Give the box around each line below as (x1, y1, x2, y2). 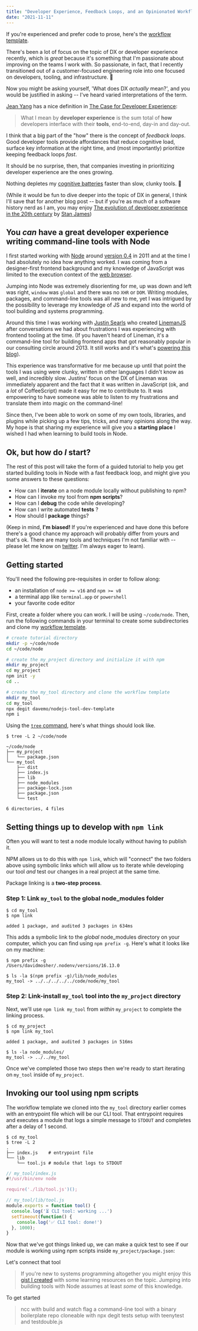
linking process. (6, 1011, 45, 1019)
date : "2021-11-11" (6, 14, 54, 20)
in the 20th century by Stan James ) (6, 210, 93, 217)
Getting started (6, 560, 64, 570)
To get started (6, 1294, 41, 1301)
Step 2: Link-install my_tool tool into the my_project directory (6, 992, 181, 1000)
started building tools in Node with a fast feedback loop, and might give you (6, 469, 190, 476)
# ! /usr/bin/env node (6, 1176, 57, 1182)
